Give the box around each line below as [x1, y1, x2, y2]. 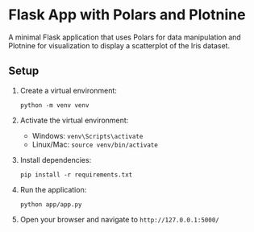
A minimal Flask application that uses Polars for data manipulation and [8, 32, 242, 42]
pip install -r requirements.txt [19, 171, 133, 179]
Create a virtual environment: [19, 85, 117, 95]
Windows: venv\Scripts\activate [31, 130, 144, 140]
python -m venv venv [19, 101, 90, 110]
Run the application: [19, 184, 87, 194]
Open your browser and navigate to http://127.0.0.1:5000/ [19, 214, 219, 224]
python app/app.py [19, 200, 82, 209]
